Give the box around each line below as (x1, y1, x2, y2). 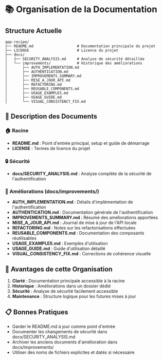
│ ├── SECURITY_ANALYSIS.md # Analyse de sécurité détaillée (5, 57, 145, 61)
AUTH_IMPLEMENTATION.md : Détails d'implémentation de (12, 199, 133, 205)
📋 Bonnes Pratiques (5, 308, 69, 317)
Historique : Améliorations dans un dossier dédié (12, 283, 111, 289)
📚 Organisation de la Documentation (5, 4, 157, 15)
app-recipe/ (5, 39, 29, 44)
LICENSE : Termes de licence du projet (12, 145, 91, 151)
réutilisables (12, 235, 36, 241)
